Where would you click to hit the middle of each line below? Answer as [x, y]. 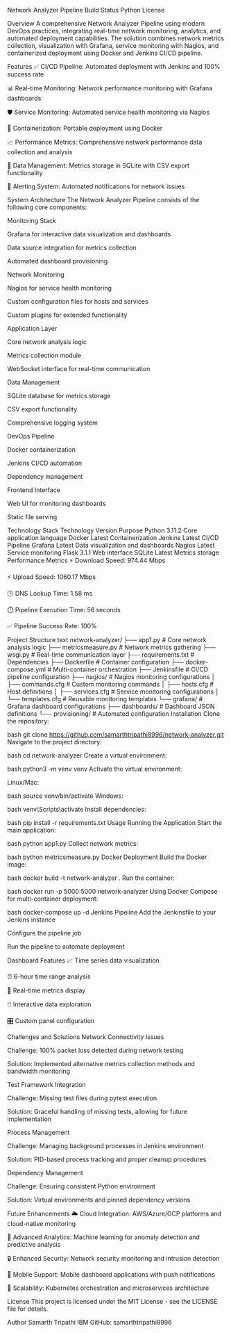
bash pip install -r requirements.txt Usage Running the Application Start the [114, 823]
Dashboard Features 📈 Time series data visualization [83, 960]
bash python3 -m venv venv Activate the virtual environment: [95, 769]
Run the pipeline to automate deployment [66, 947]
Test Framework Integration [46, 1085]
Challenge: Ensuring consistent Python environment [82, 1186]
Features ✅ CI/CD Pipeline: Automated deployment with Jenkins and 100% [114, 66]
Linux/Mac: [23, 782]
